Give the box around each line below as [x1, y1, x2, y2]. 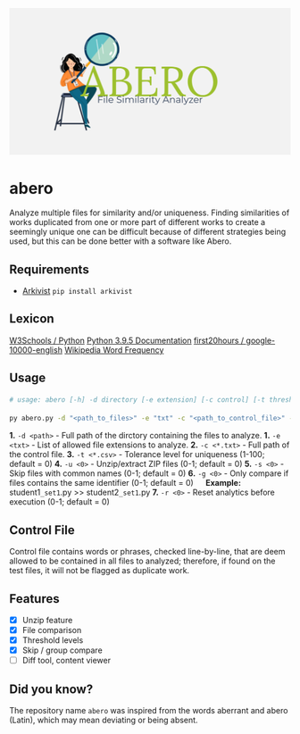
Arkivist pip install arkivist [21, 286, 133, 296]
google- [246, 335, 276, 346]
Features [9, 591, 60, 606]
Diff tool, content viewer [21, 655, 112, 666]
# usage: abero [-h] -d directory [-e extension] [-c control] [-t [9, 395, 266, 405]
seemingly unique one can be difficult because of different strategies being [9, 227, 287, 238]
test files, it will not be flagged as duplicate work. [9, 565, 190, 576]
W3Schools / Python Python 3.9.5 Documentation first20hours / [9, 335, 245, 346]
